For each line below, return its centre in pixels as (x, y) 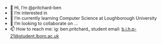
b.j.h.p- (129, 29)
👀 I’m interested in (29, 13)
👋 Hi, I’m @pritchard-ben (36, 8)
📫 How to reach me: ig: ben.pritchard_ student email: (65, 29)
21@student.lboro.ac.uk (34, 36)
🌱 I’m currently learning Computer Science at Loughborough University (83, 18)
